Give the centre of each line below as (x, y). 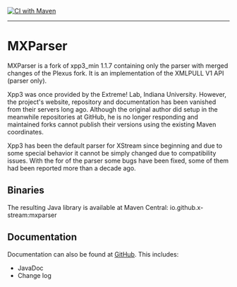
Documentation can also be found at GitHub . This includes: (93, 254)
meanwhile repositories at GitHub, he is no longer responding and (103, 117)
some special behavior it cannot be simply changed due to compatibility (112, 153)
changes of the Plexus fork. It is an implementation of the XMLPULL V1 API (116, 73)
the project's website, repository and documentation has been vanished (112, 102)
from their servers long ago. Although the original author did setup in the (113, 109)
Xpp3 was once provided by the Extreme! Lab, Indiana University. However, (117, 94)
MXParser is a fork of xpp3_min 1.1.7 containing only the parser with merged (118, 65)
